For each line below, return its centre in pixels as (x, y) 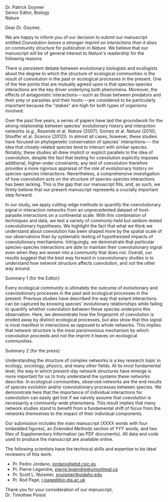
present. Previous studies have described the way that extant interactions (81, 298)
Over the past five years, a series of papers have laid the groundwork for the (84, 120)
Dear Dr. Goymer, (23, 28)
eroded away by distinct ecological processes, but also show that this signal (84, 320)
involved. (14, 111)
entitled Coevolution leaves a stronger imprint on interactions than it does (81, 43)
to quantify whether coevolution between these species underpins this (78, 309)
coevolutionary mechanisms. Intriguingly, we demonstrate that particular (80, 242)
